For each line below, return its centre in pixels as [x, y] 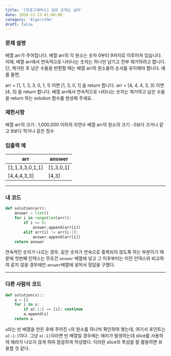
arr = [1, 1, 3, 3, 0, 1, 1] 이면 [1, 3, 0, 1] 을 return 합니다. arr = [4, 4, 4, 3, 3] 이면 [85, 85]
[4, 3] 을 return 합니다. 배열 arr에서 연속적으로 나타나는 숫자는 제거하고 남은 [81, 91]
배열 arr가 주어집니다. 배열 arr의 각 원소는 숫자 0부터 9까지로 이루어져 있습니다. [84, 55]
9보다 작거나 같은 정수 [32, 131]
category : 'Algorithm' [29, 19]
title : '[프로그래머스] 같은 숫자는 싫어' [44, 10]
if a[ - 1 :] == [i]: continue [53, 310]
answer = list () [32, 213]
